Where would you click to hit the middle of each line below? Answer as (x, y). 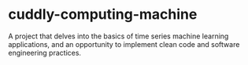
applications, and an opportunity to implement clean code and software (124, 44)
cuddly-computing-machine (103, 14)
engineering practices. (44, 52)
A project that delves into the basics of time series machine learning (118, 36)
